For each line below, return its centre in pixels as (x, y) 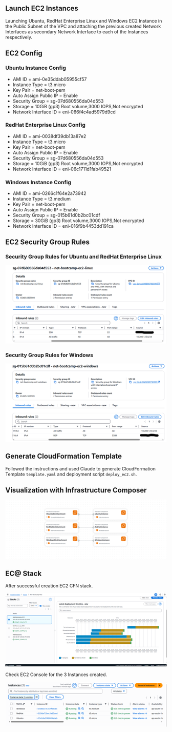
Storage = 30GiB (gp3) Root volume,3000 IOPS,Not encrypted (78, 221)
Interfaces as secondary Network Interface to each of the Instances (77, 32)
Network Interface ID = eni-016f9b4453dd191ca (63, 226)
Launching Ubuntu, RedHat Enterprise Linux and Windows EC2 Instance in (84, 21)
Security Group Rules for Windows (49, 355)
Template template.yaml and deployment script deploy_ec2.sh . (71, 474)
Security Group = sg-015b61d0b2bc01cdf (57, 215)
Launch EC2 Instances (42, 8)
